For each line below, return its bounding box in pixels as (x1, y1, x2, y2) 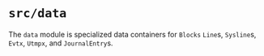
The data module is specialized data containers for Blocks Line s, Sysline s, (8, 29, 257, 39)
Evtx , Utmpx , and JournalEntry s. (8, 38, 113, 48)
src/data (8, 6, 67, 21)
